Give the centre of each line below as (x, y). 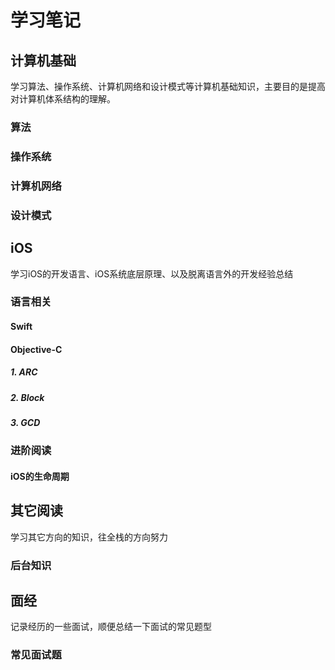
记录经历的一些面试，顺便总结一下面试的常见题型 (111, 627)
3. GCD (25, 422)
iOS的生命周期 (40, 476)
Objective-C (36, 349)
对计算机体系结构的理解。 (63, 99)
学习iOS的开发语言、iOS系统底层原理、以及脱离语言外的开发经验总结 (152, 273)
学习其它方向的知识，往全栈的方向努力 (89, 537)
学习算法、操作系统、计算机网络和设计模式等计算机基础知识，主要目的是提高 (168, 86)
